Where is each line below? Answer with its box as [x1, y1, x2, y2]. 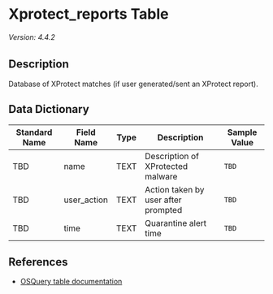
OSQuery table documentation [19, 277, 123, 287]
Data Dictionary [8, 102, 89, 116]
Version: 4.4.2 [8, 32, 55, 41]
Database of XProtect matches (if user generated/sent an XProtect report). [8, 79, 258, 89]
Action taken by [145, 184, 205, 195]
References [8, 255, 68, 269]
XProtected [145, 160, 188, 171]
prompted [145, 204, 183, 215]
